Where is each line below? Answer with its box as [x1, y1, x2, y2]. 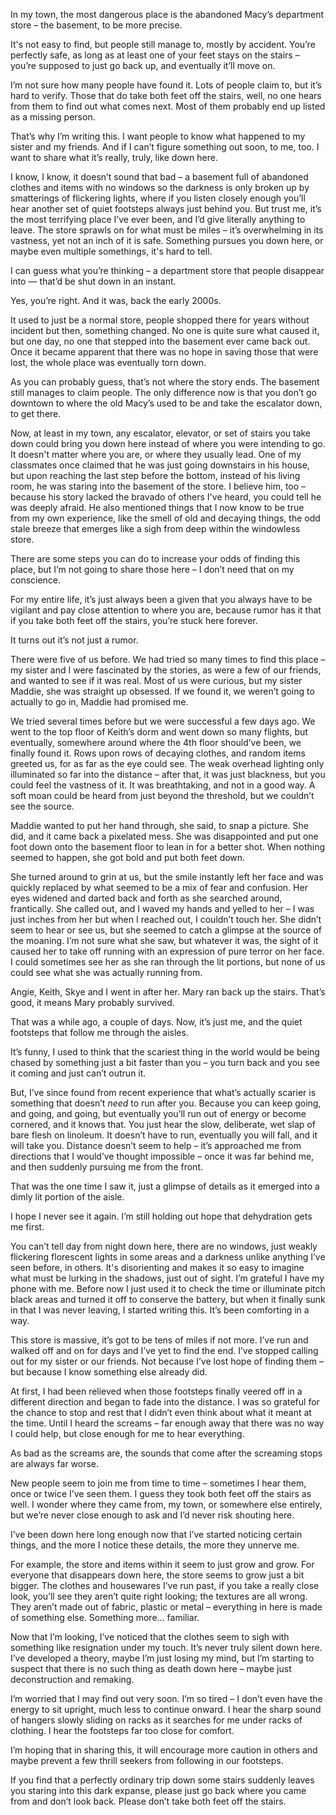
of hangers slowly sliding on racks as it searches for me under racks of [10, 1714, 303, 1726]
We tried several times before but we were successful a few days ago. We [10, 715, 316, 727]
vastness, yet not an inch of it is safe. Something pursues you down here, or [10, 235, 324, 246]
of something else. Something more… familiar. [10, 1612, 200, 1623]
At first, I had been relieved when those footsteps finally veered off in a [10, 1385, 303, 1397]
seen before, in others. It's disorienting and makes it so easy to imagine [10, 1262, 305, 1273]
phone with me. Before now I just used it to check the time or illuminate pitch [10, 1283, 326, 1294]
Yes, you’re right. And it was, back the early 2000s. [10, 295, 222, 306]
